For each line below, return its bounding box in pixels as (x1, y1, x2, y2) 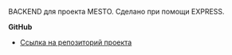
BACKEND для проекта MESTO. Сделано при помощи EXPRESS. (8, 7, 225, 16)
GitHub (8, 22, 33, 31)
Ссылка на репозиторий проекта (19, 37, 132, 47)
